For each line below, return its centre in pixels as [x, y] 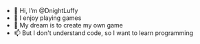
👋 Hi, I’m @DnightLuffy [46, 11]
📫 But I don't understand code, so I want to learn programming [103, 33]
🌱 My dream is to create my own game [68, 25]
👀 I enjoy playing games [47, 18]
